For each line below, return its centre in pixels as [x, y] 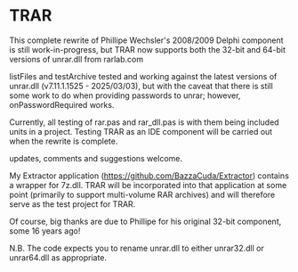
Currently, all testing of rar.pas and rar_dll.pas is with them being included [144, 122]
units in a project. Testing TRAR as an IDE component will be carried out [141, 131]
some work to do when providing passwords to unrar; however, [125, 95]
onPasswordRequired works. [62, 104]
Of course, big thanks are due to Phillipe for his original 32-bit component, [145, 221]
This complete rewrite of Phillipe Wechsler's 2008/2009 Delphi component [146, 40]
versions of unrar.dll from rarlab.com [77, 59]
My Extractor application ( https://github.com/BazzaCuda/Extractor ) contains [149, 176]
